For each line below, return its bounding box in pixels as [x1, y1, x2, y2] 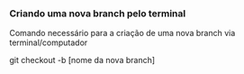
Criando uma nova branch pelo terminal [9, 7, 186, 20]
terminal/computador [9, 37, 88, 48]
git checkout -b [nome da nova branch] [9, 55, 156, 66]
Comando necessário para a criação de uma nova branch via [9, 28, 236, 39]
